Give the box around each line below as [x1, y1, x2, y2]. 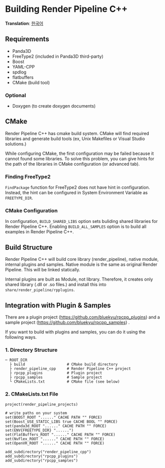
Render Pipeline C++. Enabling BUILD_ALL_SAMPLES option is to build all [5, 223, 147, 230]
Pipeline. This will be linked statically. [5, 267, 80, 273]
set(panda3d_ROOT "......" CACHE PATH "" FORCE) [5, 423, 107, 429]
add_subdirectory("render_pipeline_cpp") [5, 449, 92, 454]
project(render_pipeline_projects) [5, 402, 78, 407]
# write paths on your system [5, 410, 67, 415]
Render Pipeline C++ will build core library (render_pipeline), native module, [5, 256, 159, 262]
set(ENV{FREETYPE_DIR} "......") [5, 428, 74, 432]
